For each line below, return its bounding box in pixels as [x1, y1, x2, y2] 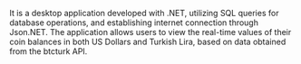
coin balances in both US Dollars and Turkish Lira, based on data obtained [9, 36, 286, 47]
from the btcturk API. [9, 46, 88, 57]
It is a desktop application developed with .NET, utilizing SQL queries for [9, 8, 279, 18]
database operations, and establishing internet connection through [9, 17, 258, 28]
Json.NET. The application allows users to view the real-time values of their [9, 27, 292, 37]
